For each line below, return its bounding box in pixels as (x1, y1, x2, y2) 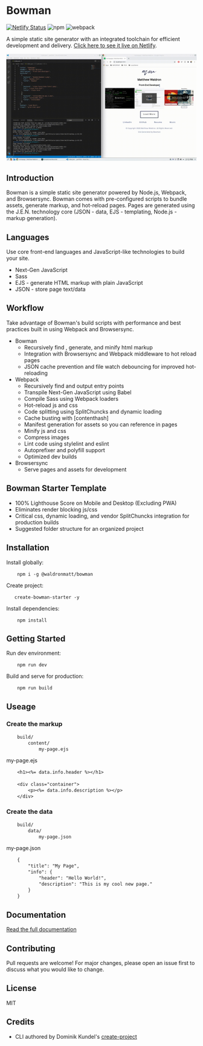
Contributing (6, 943, 56, 953)
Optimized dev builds (24, 453, 77, 460)
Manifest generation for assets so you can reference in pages (24, 421, 178, 428)
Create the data (6, 807, 53, 816)
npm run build (17, 685, 53, 691)
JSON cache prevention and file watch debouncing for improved (24, 363, 185, 370)
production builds (14, 518, 59, 526)
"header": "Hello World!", (38, 875, 107, 882)
